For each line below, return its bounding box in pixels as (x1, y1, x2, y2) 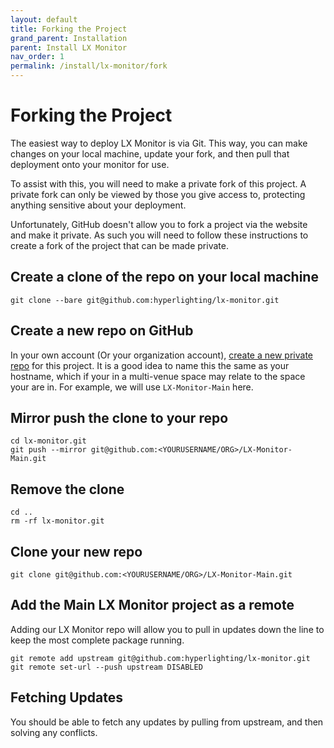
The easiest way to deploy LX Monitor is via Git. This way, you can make (10, 137, 308, 149)
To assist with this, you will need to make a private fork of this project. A (10, 177, 307, 190)
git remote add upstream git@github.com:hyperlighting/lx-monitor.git (10, 653, 311, 663)
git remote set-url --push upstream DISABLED (10, 662, 203, 672)
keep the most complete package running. (10, 634, 185, 646)
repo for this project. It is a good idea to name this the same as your (10, 359, 290, 371)
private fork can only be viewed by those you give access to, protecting (10, 188, 306, 200)
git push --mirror (10, 445, 87, 455)
